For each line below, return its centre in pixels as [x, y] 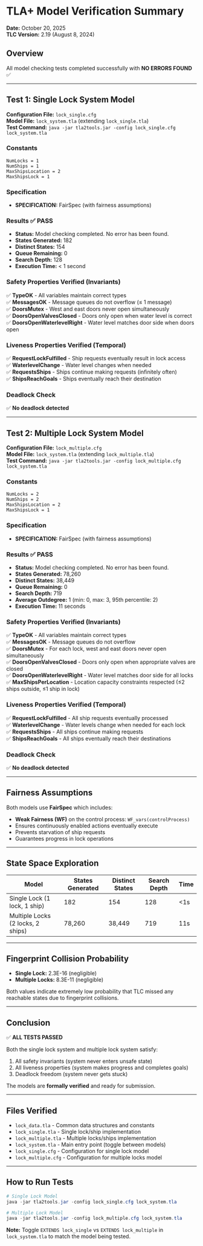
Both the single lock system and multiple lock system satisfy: [82, 1049]
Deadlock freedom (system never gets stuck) [71, 1074]
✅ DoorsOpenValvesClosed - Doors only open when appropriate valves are [101, 662]
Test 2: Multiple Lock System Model [75, 433]
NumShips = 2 [23, 500]
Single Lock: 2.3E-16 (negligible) [56, 973]
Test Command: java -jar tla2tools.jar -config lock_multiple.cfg [94, 461]
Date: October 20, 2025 [36, 28]
